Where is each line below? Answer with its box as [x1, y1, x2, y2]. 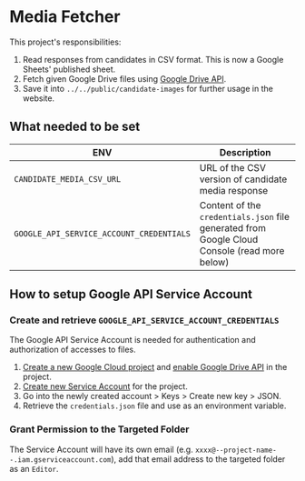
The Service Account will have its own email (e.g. [9, 444, 193, 455]
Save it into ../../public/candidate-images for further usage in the [22, 83, 274, 94]
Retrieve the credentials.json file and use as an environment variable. [22, 400, 287, 411]
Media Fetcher [9, 6, 121, 27]
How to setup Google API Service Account [9, 286, 252, 302]
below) [199, 256, 230, 268]
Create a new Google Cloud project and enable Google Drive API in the [22, 362, 288, 373]
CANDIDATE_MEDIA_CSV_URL [14, 174, 122, 184]
